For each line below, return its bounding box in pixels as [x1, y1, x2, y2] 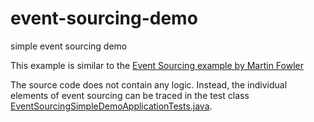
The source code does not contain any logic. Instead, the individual [10, 78, 288, 91]
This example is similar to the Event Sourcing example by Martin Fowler [10, 59, 304, 71]
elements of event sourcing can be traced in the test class [10, 89, 250, 101]
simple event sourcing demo [10, 40, 128, 52]
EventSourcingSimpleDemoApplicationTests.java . [10, 100, 213, 112]
